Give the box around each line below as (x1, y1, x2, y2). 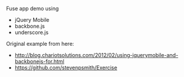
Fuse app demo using (6, 5, 59, 12)
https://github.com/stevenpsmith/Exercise (14, 64, 117, 71)
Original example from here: (6, 41, 75, 47)
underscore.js (14, 29, 49, 36)
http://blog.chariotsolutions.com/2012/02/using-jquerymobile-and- (14, 52, 179, 58)
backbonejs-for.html (14, 58, 64, 65)
